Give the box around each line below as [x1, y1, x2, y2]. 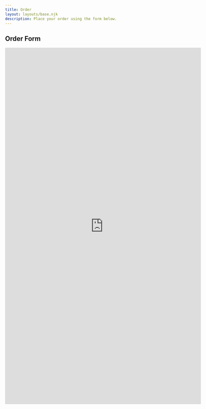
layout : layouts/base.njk [5, 12, 58, 17]
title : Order [5, 7, 32, 12]
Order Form [5, 34, 41, 43]
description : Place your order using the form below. [5, 16, 117, 21]
